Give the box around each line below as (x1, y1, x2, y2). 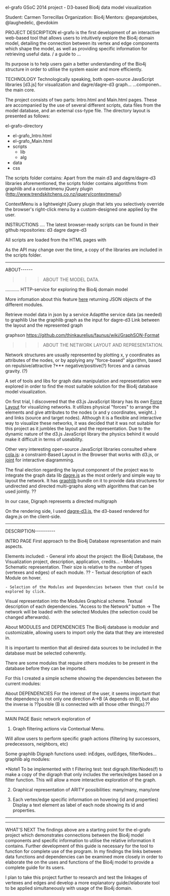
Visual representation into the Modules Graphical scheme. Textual (5, 598, 143, 604)
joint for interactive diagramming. (5, 457, 74, 463)
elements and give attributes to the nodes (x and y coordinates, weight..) (5, 409, 157, 415)
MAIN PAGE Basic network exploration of (5, 716, 91, 722)
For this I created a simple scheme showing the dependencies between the (5, 675, 162, 681)
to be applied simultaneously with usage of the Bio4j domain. (5, 885, 133, 891)
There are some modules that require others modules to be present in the (5, 660, 158, 666)
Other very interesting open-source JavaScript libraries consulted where (5, 446, 157, 452)
